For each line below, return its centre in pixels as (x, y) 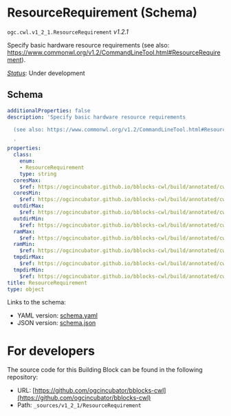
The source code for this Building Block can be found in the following (105, 370)
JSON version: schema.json (56, 323)
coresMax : (27, 180)
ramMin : (24, 245)
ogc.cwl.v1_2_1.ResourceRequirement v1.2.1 (68, 32)
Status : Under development (46, 73)
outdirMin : (29, 218)
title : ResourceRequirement (47, 283)
